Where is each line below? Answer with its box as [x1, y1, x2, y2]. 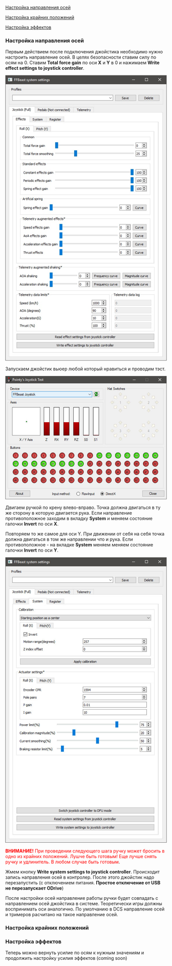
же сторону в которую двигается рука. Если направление [5, 509, 132, 516]
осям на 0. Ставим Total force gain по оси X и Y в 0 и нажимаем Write [5, 60, 160, 66]
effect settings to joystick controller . [5, 65, 84, 71]
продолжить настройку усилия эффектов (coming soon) [5, 955, 127, 961]
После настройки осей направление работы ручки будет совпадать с [5, 895, 159, 901]
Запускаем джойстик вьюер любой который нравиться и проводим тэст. [5, 366, 166, 372]
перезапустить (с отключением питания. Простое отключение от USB [5, 879, 161, 885]
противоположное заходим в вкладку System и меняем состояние [5, 515, 153, 521]
